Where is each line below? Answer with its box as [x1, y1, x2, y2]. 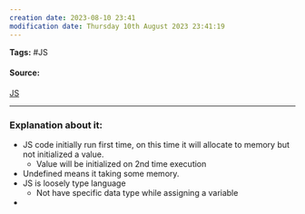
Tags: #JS [9, 46, 48, 57]
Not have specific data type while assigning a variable [35, 188, 239, 198]
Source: [9, 67, 41, 78]
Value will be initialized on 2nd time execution [35, 159, 207, 169]
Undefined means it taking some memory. [22, 169, 180, 179]
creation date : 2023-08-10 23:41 [9, 13, 136, 23]
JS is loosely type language [22, 178, 126, 189]
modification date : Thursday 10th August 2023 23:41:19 [9, 22, 225, 31]
